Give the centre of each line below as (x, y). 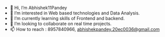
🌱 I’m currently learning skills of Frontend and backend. (67, 18)
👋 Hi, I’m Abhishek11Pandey (38, 8)
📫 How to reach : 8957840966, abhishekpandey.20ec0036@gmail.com (85, 29)
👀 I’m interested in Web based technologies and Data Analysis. (75, 13)
